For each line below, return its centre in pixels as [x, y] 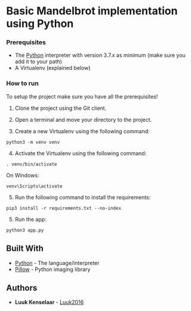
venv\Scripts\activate [34, 186]
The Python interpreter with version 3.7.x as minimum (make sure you [100, 56]
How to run [22, 84]
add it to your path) [38, 61]
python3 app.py [25, 230]
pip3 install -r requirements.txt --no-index [64, 208]
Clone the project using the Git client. [61, 108]
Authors [22, 288]
